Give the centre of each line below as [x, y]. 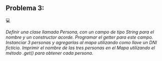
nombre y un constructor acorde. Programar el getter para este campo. [79, 37]
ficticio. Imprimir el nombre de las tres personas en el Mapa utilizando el [80, 48]
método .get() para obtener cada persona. [49, 53]
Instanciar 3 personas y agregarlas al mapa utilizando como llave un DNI [81, 42]
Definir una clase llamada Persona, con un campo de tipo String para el [80, 32]
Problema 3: [25, 8]
